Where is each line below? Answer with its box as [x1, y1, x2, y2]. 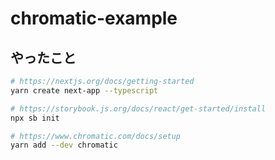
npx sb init [10, 113, 60, 123]
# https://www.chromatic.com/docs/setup [10, 131, 182, 141]
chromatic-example [10, 7, 178, 30]
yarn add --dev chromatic [10, 140, 118, 151]
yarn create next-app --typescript [10, 85, 159, 96]
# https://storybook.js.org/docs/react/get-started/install [10, 103, 267, 114]
